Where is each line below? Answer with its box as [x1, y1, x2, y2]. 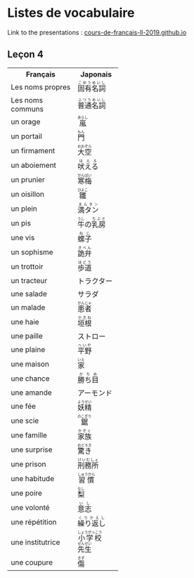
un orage [11, 117, 41, 127]
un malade [11, 303, 46, 313]
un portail [11, 131, 42, 141]
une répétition [11, 518, 58, 527]
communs [11, 104, 44, 114]
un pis [11, 218, 32, 228]
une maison [11, 360, 49, 369]
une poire [11, 488, 42, 498]
